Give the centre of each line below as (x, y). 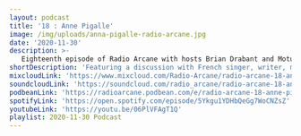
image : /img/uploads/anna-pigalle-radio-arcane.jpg (107, 34)
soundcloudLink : (39, 84)
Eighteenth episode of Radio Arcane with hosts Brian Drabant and (148, 59)
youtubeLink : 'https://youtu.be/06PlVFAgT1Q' (95, 109)
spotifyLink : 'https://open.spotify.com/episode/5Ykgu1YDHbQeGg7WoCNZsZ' (150, 101)
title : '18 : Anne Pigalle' (62, 26)
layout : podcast (39, 17)
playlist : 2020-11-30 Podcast (66, 117)
